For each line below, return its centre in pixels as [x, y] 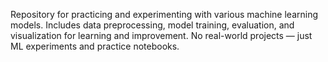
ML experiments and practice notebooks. [95, 46]
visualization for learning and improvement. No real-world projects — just [161, 35]
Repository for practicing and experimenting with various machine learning [164, 14]
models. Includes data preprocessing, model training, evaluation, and [152, 25]
